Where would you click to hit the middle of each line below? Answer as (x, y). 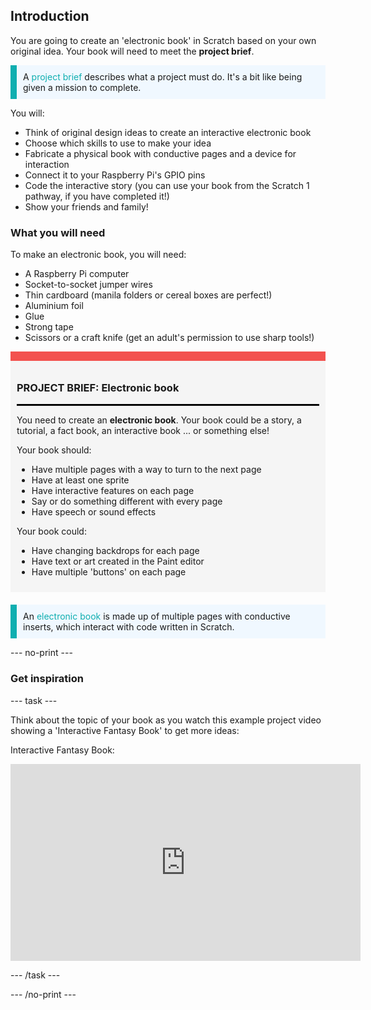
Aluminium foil (54, 306)
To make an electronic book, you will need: (98, 255)
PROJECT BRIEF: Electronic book (98, 388)
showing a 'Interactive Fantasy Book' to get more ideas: (125, 730)
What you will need (58, 232)
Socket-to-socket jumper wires (88, 285)
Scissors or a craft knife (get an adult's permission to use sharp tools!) (169, 338)
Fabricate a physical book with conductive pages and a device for (160, 153)
